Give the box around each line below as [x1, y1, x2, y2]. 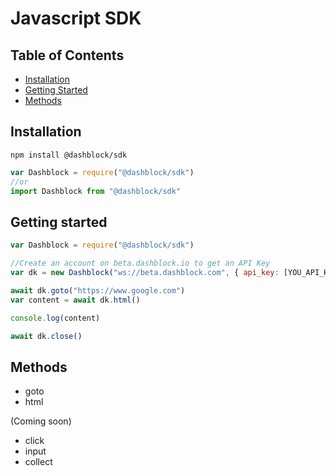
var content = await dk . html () [10, 295, 141, 305]
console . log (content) [10, 313, 101, 323]
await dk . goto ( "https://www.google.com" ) [10, 285, 186, 296]
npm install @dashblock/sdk [10, 150, 128, 160]
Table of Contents [10, 47, 125, 64]
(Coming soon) [10, 415, 72, 427]
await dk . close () [10, 331, 83, 341]
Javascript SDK [10, 7, 142, 30]
